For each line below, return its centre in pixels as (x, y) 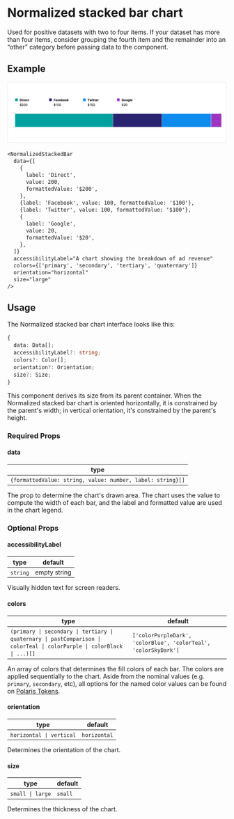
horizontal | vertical (43, 735)
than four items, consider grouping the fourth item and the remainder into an (117, 39)
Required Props (34, 435)
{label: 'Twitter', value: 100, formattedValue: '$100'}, (106, 210)
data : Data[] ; (34, 345)
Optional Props (33, 528)
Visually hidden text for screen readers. (64, 588)
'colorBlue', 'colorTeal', (171, 643)
